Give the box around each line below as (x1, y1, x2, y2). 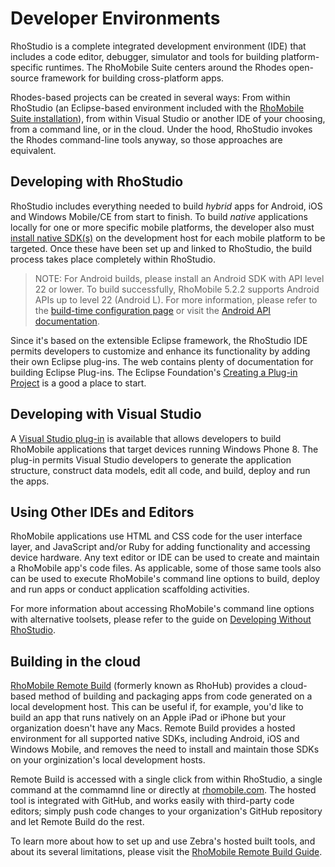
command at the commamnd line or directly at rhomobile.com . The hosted (10, 784, 317, 796)
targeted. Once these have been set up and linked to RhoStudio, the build (10, 242, 313, 254)
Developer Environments (10, 7, 221, 30)
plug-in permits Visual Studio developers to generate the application (10, 453, 292, 466)
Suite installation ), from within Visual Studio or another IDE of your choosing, (10, 112, 326, 124)
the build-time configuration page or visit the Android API (34, 304, 272, 316)
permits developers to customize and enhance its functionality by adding (10, 345, 311, 357)
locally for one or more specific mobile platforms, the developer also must (10, 221, 315, 233)
